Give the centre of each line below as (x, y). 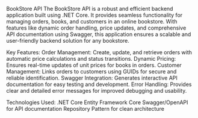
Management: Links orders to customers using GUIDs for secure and (91, 71)
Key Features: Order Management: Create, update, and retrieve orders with (99, 52)
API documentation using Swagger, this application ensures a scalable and (99, 34)
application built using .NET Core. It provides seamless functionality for (94, 15)
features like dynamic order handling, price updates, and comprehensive (96, 28)
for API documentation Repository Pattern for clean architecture (85, 109)
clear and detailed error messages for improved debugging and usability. (97, 91)
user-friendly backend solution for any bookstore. (68, 41)
